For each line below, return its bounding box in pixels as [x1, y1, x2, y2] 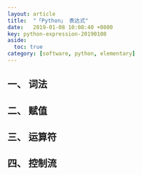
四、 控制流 [7, 157, 57, 169]
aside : [7, 37, 27, 44]
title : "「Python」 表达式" [7, 17, 89, 24]
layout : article [7, 10, 56, 18]
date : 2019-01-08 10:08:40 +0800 [7, 23, 113, 31]
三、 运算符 [7, 131, 57, 143]
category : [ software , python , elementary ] [7, 51, 136, 58]
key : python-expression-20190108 [7, 30, 107, 38]
